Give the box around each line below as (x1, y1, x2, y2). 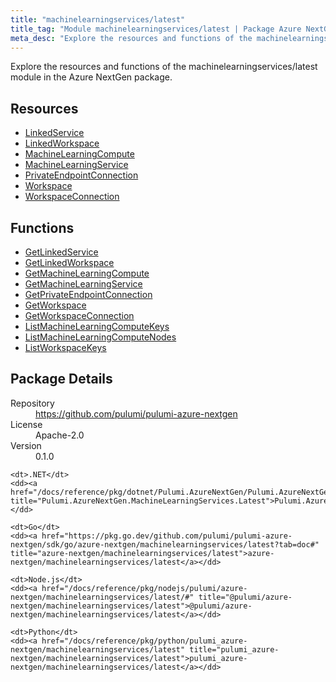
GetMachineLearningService (24, 278, 143, 290)
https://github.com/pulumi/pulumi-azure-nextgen (35, 407, 238, 420)
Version (10, 439, 42, 451)
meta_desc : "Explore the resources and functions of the (10, 33, 253, 43)
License (10, 418, 43, 430)
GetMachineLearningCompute (24, 267, 150, 279)
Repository (10, 397, 55, 409)
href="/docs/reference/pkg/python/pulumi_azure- (41, 636, 248, 646)
